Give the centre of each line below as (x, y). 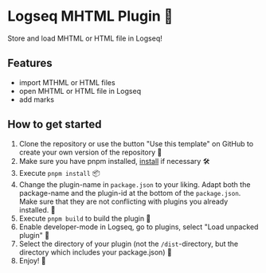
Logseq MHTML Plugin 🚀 (90, 16)
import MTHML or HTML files (67, 82)
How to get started (55, 125)
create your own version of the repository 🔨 (90, 152)
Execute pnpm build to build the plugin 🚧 (85, 218)
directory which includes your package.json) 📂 (95, 252)
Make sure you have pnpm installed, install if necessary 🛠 (114, 161)
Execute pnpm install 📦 (59, 173)
